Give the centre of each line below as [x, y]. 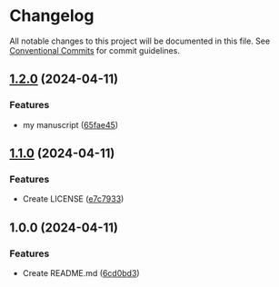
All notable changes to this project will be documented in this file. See [140, 41]
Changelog [52, 16]
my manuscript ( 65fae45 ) [70, 124]
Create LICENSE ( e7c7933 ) [73, 199]
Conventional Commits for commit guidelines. [95, 50]
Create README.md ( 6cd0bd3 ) [81, 273]
